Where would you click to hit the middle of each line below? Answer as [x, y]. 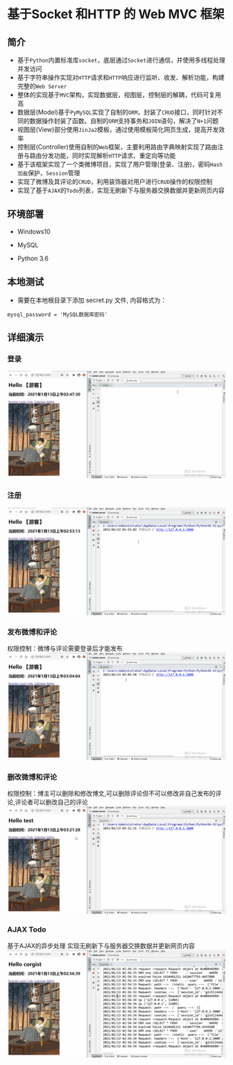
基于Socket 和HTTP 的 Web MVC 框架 [116, 14]
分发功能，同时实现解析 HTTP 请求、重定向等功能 [109, 156]
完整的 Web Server [42, 86]
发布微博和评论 [32, 631]
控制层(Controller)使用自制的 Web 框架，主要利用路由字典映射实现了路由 [117, 147]
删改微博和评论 [32, 777]
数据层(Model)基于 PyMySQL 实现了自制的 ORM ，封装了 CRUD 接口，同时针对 [117, 112]
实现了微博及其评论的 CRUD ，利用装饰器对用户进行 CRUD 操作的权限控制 [115, 182]
